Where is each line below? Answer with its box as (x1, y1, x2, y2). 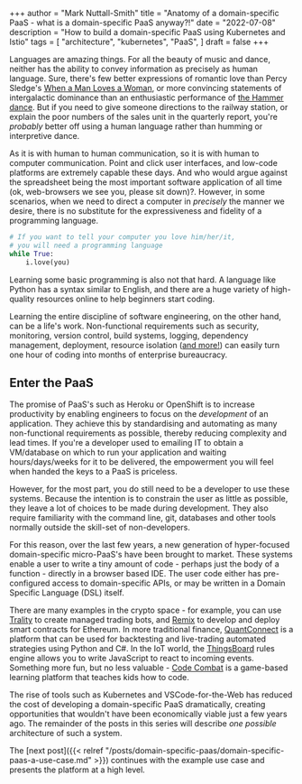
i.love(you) (25, 257, 70, 267)
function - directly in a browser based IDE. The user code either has (9, 568, 261, 579)
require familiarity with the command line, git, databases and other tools (9, 512, 277, 523)
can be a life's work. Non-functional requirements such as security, (9, 320, 260, 331)
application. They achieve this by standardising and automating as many (9, 419, 278, 429)
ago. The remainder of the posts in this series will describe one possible (9, 718, 277, 729)
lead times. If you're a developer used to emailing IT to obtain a (9, 438, 243, 448)
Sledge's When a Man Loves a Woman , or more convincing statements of (9, 83, 282, 93)
